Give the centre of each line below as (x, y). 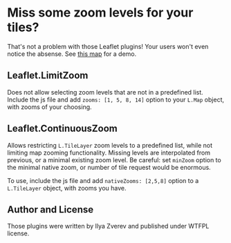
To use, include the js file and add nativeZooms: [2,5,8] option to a (103, 180)
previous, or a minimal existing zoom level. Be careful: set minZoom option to (114, 159)
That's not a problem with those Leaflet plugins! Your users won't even (108, 46)
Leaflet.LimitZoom (48, 76)
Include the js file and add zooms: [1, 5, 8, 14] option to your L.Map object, (116, 99)
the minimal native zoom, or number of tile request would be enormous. (109, 167)
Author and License (50, 210)
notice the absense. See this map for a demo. (72, 54)
